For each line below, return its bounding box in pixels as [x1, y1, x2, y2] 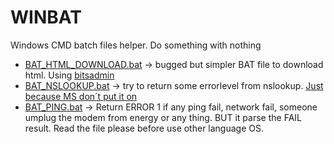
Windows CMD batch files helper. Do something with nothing [10, 39, 262, 51]
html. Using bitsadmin [24, 69, 115, 81]
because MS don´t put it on [24, 90, 138, 102]
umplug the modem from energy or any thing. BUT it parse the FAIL [24, 111, 302, 123]
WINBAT [10, 6, 82, 29]
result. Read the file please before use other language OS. [24, 122, 265, 134]
